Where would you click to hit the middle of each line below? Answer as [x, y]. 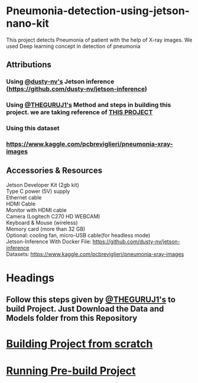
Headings [30, 278]
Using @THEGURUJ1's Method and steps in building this [89, 105]
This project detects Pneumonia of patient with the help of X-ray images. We [99, 40]
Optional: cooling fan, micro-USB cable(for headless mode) [78, 235]
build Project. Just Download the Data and [85, 309]
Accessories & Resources [54, 171]
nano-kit [27, 23]
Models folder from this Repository [72, 318]
